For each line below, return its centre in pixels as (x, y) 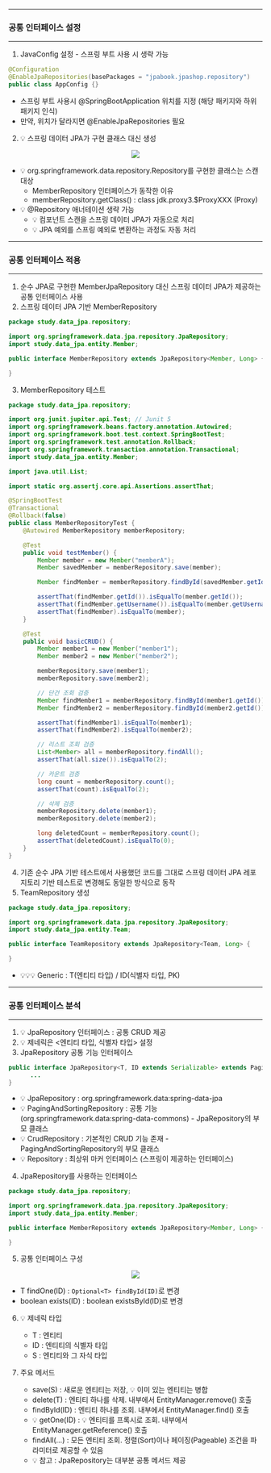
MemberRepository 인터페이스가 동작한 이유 (103, 190)
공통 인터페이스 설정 (45, 27)
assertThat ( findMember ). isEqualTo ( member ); (111, 611)
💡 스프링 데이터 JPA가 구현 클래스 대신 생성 (88, 138)
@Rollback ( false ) (38, 516)
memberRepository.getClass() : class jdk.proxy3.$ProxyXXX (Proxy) (145, 199)
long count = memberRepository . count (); (106, 782)
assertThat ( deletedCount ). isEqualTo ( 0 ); (106, 841)
